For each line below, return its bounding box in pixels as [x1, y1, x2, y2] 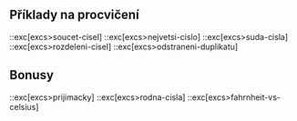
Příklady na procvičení [9, 7, 139, 23]
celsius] [9, 101, 39, 112]
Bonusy [9, 67, 55, 83]
